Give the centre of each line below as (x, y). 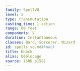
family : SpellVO (22, 10)
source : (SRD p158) (26, 61)
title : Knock (19, 51)
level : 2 (14, 14)
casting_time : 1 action (30, 24)
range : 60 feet (21, 28)
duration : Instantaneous (31, 38)
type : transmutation (27, 19)
